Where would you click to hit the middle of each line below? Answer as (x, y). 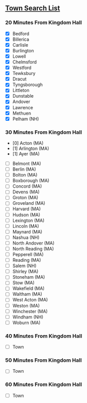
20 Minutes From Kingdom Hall (43, 23)
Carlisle (20, 45)
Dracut (19, 79)
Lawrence (23, 107)
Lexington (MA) (28, 220)
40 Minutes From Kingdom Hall (44, 336)
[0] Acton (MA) (28, 143)
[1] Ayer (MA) (26, 153)
